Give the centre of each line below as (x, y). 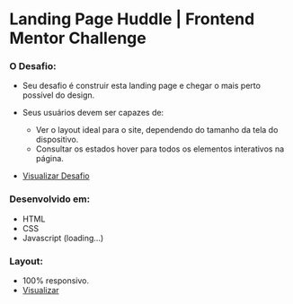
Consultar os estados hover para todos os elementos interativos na (160, 149)
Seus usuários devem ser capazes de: (93, 113)
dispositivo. (57, 140)
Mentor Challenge (78, 38)
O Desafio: (33, 66)
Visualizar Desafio (56, 176)
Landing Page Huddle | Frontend (132, 19)
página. (50, 159)
